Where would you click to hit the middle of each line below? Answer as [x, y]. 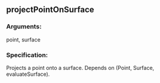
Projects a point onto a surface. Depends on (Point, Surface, [80, 68]
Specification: [27, 55]
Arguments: [24, 27]
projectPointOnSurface [50, 10]
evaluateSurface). [28, 74]
